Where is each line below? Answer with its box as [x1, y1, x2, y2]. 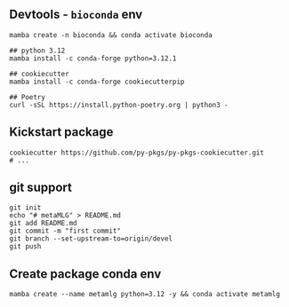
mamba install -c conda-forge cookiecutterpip [9, 77, 185, 86]
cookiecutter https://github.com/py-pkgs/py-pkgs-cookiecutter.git [9, 148, 265, 157]
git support [9, 180, 73, 195]
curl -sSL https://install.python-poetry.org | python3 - [9, 100, 229, 109]
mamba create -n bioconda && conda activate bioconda [9, 30, 213, 39]
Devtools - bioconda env [9, 7, 143, 22]
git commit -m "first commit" [9, 226, 122, 236]
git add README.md [9, 219, 77, 228]
